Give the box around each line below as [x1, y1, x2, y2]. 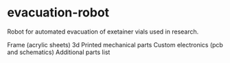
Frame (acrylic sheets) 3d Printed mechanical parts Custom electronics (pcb [7, 40, 223, 49]
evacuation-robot [7, 5, 110, 21]
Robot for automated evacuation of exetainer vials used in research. [7, 27, 199, 36]
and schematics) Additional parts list [7, 48, 111, 56]
